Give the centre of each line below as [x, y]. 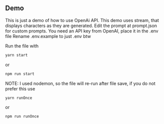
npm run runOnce [22, 116]
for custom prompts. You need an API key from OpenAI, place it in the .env [82, 31]
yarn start [16, 55]
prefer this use [20, 88]
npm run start [20, 74]
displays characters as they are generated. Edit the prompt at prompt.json [81, 25]
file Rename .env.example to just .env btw [48, 36]
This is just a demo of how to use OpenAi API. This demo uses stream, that [82, 20]
